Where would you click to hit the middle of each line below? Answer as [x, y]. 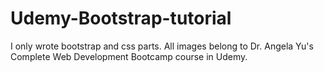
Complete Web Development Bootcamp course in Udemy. [129, 56]
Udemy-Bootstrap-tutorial [121, 18]
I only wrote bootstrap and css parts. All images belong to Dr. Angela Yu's [162, 46]
